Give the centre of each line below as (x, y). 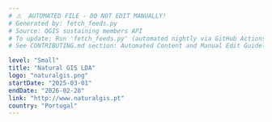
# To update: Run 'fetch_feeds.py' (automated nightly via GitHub (123, 38)
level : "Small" (34, 61)
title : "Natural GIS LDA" (52, 68)
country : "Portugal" (43, 106)
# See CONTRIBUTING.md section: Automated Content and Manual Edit (125, 46)
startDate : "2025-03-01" (50, 83)
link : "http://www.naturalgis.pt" (67, 98)
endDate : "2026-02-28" (47, 90)
